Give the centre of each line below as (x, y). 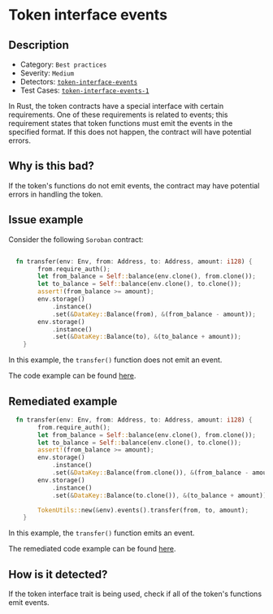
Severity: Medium (47, 73)
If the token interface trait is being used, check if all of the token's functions (135, 594)
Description (39, 45)
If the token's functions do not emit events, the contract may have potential (134, 185)
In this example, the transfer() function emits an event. (102, 533)
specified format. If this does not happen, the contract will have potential (130, 132)
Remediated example (63, 401)
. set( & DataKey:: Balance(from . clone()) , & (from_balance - (150, 473)
